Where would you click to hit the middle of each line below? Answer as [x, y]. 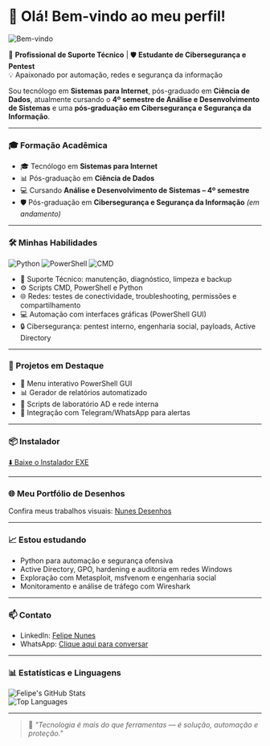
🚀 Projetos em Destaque [56, 366]
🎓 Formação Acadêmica [58, 145]
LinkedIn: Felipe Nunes [58, 636]
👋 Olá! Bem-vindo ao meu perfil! [117, 16]
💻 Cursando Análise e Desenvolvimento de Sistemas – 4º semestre [135, 190]
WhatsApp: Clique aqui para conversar [84, 644]
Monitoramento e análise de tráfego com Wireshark [105, 586]
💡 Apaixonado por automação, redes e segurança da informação [116, 75]
